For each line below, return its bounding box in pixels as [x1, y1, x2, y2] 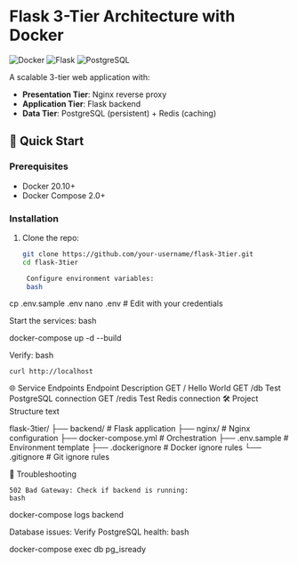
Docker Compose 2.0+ [21, 189, 106, 201]
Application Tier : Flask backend [21, 98, 141, 109]
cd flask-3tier [21, 258, 79, 267]
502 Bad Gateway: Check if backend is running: [9, 487, 189, 495]
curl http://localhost [9, 367, 93, 376]
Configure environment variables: [26, 274, 155, 283]
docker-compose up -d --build [9, 333, 122, 343]
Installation [9, 212, 60, 224]
